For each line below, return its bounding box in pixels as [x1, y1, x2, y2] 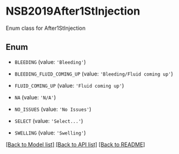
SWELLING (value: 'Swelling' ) [14, 129, 86, 136]
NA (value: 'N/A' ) [14, 93, 56, 101]
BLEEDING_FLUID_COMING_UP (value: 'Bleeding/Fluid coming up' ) [14, 70, 174, 77]
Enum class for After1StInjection [5, 24, 86, 32]
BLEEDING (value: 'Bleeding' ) [14, 58, 86, 65]
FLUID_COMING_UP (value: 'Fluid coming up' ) [14, 82, 124, 89]
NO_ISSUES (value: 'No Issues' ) [14, 105, 92, 113]
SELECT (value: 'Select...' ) [14, 117, 83, 124]
